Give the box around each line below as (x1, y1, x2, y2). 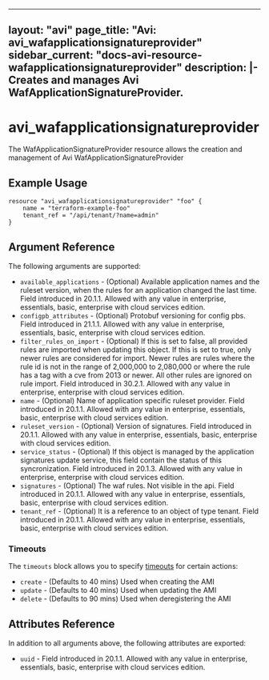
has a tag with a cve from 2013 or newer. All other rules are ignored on (19, 370, 252, 380)
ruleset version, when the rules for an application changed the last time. (19, 285, 257, 294)
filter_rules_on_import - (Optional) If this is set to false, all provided (19, 336, 248, 346)
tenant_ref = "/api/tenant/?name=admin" (22, 211, 159, 220)
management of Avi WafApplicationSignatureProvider (8, 153, 184, 162)
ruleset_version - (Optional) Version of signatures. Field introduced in (19, 421, 252, 430)
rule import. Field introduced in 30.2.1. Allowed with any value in (19, 378, 231, 388)
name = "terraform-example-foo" (22, 205, 130, 213)
